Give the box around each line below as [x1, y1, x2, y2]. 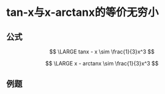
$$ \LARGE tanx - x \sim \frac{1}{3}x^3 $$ [49, 48, 155, 55]
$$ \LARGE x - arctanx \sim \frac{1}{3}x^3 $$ [45, 60, 159, 67]
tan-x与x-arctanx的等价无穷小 [6, 5, 159, 19]
